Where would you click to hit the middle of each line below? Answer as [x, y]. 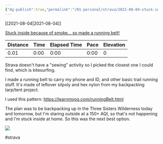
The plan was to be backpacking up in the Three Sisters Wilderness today [79, 108]
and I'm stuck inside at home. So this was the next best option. [68, 119]
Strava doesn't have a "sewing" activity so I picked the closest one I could [79, 65]
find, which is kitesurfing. [30, 70]
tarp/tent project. [22, 90]
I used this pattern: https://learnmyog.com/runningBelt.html [64, 99]
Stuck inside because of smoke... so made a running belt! [62, 32]
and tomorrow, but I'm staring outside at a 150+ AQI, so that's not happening [81, 113]
